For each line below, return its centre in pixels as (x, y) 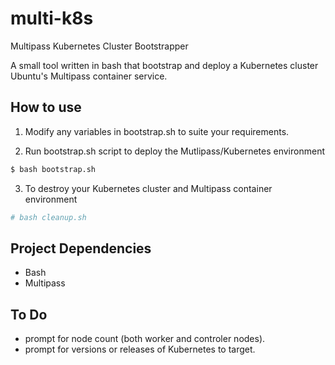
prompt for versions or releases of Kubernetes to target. (140, 349)
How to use (46, 107)
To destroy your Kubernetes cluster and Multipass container (148, 188)
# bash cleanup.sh (48, 217)
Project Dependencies (81, 248)
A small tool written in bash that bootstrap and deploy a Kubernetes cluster (164, 65)
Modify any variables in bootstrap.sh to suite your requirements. (157, 131)
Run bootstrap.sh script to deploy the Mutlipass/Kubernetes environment (174, 151)
